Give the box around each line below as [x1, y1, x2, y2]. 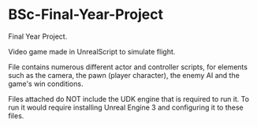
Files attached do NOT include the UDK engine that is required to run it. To [8, 94, 250, 103]
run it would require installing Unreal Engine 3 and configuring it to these [8, 103, 244, 112]
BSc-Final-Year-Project [8, 6, 164, 24]
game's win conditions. [8, 79, 84, 88]
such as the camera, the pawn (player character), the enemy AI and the [8, 70, 240, 80]
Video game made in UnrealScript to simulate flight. [8, 47, 176, 56]
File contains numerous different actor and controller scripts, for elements [8, 62, 248, 72]
